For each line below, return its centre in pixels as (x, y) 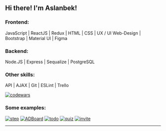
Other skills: (20, 75)
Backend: (17, 51)
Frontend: (17, 22)
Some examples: (25, 108)
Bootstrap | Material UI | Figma (36, 38)
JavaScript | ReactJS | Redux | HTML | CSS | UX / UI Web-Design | (73, 33)
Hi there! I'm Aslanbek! (41, 8)
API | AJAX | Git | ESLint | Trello (37, 86)
